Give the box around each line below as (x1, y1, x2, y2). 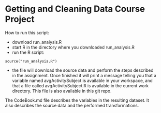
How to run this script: (5, 30, 49, 35)
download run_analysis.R (12, 39, 62, 45)
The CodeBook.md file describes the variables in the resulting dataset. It (5, 97, 149, 103)
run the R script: (12, 49, 44, 55)
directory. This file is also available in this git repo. (12, 88, 112, 94)
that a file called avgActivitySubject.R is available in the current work (12, 82, 149, 88)
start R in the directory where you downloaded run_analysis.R (12, 44, 134, 50)
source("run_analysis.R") (5, 59, 57, 64)
